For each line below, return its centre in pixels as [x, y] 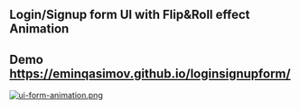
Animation [39, 29]
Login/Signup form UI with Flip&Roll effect [130, 15]
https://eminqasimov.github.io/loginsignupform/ [150, 73]
